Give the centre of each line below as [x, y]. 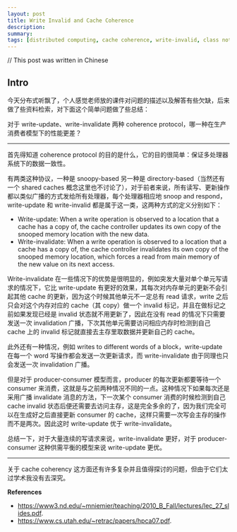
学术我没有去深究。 [41, 478]
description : [26, 27]
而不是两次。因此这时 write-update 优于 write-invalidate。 [92, 423]
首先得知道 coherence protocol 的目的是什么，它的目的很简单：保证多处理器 [118, 154]
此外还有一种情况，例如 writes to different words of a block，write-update [115, 346]
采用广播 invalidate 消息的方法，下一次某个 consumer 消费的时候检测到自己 [116, 397]
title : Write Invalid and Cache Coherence [71, 20]
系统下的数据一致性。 [38, 163]
